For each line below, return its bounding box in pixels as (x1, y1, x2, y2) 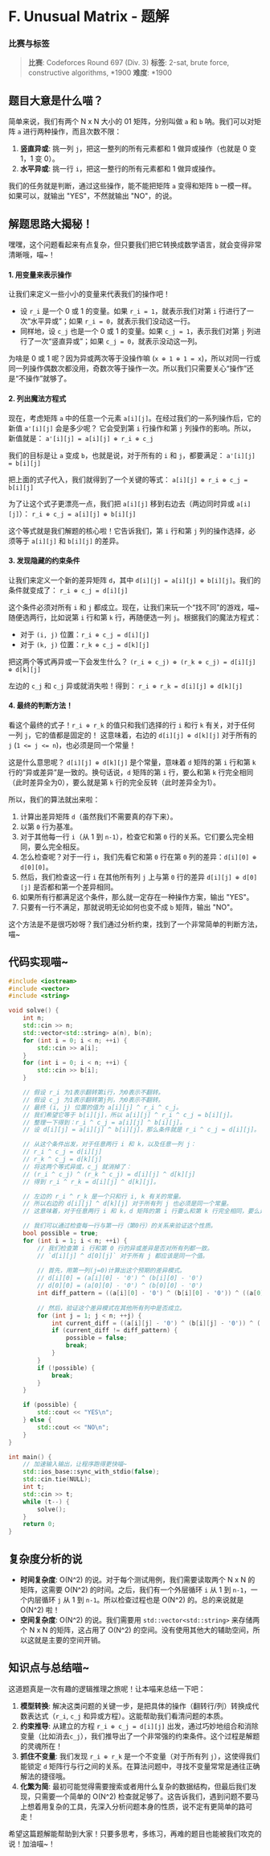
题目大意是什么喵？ (8, 93, 104, 107)
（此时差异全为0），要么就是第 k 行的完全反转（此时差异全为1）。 (8, 777, 221, 787)
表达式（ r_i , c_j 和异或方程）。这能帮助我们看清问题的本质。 (27, 1711, 227, 1721)
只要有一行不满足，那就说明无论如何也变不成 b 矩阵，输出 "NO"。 (19, 902, 238, 912)
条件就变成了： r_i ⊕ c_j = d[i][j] (8, 585, 129, 595)
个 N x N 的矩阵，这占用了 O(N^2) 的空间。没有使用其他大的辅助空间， (19, 1625, 253, 1635)
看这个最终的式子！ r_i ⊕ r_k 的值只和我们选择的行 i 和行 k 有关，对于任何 (8, 720, 256, 729)
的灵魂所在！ (19, 1741, 63, 1751)
